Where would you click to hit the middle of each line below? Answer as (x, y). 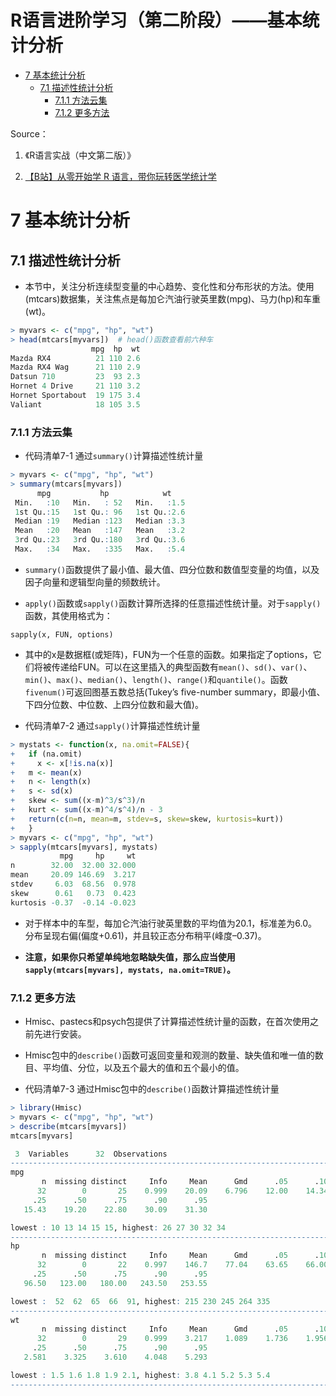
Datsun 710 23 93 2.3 (75, 377)
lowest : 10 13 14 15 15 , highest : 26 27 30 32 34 (118, 1227)
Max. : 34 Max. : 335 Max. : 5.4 (100, 549)
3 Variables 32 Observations (91, 1154)
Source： (29, 133)
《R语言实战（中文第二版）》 (80, 155)
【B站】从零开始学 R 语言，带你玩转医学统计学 (120, 176)
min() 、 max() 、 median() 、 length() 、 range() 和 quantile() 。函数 (156, 679)
